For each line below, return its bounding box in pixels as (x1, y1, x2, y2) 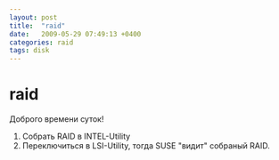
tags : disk (9, 46, 50, 55)
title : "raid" (9, 21, 66, 30)
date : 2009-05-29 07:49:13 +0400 (9, 29, 142, 38)
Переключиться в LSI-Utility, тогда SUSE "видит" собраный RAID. (21, 140, 270, 151)
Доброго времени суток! (9, 114, 104, 124)
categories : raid (9, 37, 74, 47)
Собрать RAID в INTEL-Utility (21, 131, 131, 142)
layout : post (9, 12, 58, 22)
